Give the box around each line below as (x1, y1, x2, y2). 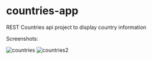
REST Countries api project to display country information (6, 24, 147, 31)
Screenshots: (6, 35, 38, 42)
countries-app (6, 4, 79, 18)
